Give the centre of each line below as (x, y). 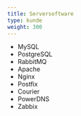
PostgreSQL (35, 54)
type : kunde (25, 20)
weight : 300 (25, 27)
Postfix (27, 84)
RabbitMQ (32, 62)
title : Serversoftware (40, 14)
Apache (29, 69)
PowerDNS (33, 99)
